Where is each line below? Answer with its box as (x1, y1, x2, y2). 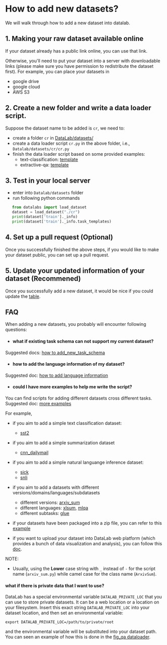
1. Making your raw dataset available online (5, 34, 144, 43)
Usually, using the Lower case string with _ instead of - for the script (12, 565, 155, 572)
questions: (5, 327, 27, 333)
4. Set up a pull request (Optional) (5, 233, 114, 242)
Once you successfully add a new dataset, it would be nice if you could (5, 288, 153, 294)
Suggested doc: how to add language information (5, 372, 108, 378)
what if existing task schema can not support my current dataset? (12, 338, 154, 344)
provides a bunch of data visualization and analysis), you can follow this (12, 540, 162, 546)
